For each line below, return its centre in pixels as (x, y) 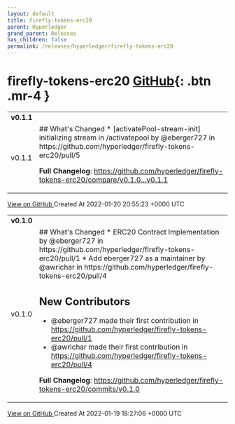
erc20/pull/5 (59, 155)
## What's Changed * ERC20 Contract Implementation (129, 232)
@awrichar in (60, 267)
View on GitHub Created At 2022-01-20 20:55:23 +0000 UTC (96, 204)
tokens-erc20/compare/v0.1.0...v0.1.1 (104, 180)
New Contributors (85, 301)
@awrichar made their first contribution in (119, 347)
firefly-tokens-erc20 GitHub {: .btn (109, 81)
